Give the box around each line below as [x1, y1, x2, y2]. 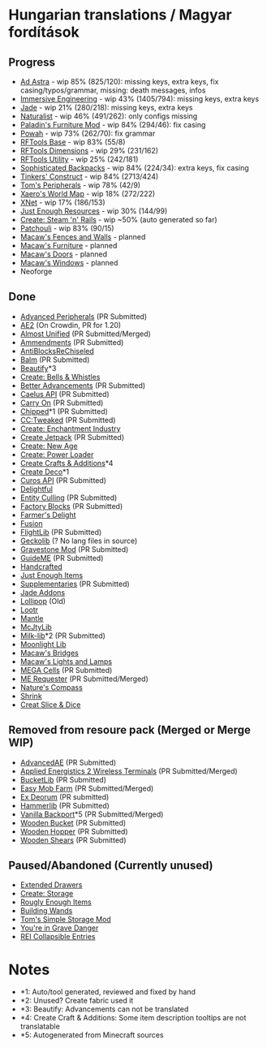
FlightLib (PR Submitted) [19, 527, 102, 537]
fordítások [8, 23, 80, 41]
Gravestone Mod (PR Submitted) [19, 544, 129, 554]
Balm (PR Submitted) [19, 355, 90, 364]
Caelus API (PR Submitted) [19, 389, 110, 399]
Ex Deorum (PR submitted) [19, 791, 110, 801]
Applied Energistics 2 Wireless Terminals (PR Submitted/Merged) [19, 766, 238, 776]
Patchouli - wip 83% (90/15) [19, 223, 115, 233]
